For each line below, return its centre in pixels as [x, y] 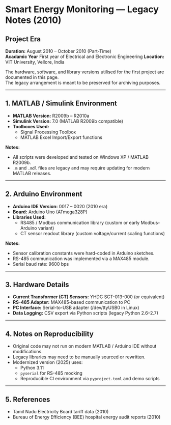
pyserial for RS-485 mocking [51, 373]
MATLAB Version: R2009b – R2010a [51, 116]
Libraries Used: [29, 217]
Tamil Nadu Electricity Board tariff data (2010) [61, 412]
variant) [46, 228]
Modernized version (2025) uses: [48, 362]
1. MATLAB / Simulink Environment [61, 104]
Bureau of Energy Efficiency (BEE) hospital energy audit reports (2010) [87, 417]
